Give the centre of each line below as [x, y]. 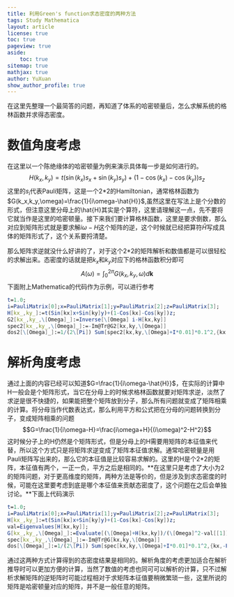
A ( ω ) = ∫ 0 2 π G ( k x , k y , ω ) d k [117, 274]
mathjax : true [28, 72]
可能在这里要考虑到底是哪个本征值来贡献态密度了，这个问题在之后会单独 [123, 485]
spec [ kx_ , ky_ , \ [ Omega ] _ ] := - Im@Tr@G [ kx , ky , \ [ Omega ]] [84, 540]
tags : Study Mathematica [43, 20]
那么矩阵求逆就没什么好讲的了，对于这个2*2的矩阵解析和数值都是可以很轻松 [117, 251]
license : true [28, 33]
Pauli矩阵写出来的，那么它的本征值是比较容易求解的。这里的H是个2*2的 [111, 459]
